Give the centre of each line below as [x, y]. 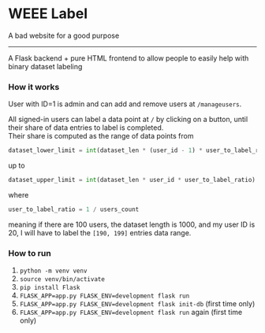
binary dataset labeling [45, 66]
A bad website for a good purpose [64, 35]
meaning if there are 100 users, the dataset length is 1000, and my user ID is [132, 224]
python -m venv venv [53, 271]
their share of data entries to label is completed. [86, 128]
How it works [34, 87]
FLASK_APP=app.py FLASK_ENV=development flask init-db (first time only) [137, 304]
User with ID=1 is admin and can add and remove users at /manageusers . [125, 104]
